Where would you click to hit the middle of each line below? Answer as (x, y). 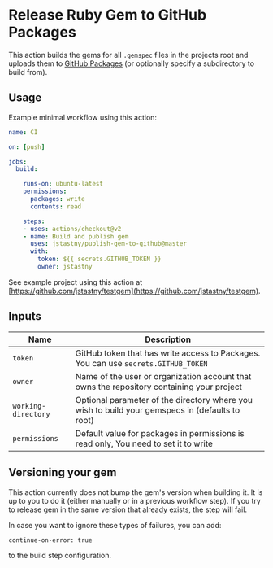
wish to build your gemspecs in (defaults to (158, 410)
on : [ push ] (27, 147)
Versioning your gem (63, 472)
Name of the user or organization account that (163, 376)
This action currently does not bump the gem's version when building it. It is (136, 492)
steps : (34, 221)
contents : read (56, 206)
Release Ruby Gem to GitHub (108, 15)
